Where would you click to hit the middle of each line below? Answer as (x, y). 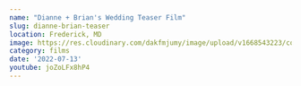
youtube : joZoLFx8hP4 (50, 68)
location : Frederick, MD (56, 34)
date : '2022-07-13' (46, 59)
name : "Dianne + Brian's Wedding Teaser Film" (98, 17)
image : (21, 43)
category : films (39, 51)
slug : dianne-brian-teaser (60, 26)
